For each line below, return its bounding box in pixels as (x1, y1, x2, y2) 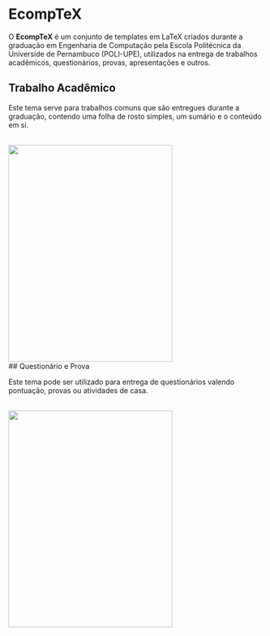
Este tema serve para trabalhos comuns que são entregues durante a (8, 102, 240, 112)
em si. (8, 119, 29, 130)
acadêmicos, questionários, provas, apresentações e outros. (8, 58, 211, 67)
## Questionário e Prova (8, 361, 90, 370)
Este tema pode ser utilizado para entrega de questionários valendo (8, 377, 235, 387)
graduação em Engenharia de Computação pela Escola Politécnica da (8, 40, 242, 50)
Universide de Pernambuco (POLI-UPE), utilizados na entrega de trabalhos (8, 49, 258, 58)
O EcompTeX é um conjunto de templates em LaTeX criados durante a (8, 32, 243, 41)
